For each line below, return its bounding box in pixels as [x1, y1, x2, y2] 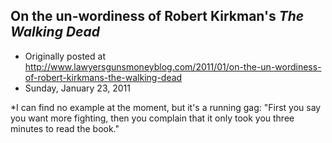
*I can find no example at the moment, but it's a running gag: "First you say [10, 101, 322, 113]
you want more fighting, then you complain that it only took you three [10, 112, 295, 124]
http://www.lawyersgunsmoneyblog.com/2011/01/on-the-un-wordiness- [24, 60, 322, 73]
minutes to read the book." [10, 122, 120, 134]
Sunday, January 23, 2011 [24, 82, 131, 94]
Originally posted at [24, 50, 106, 62]
